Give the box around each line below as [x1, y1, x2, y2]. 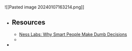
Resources [11, 18, 46, 26]
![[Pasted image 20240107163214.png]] [4, 4, 84, 10]
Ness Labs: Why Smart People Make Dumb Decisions [19, 31, 127, 37]
